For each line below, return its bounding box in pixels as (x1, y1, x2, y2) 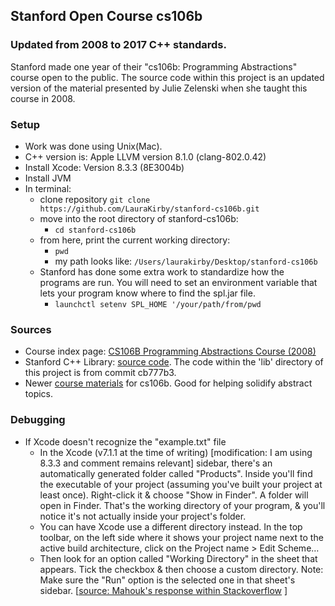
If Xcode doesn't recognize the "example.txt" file (24, 435, 227, 448)
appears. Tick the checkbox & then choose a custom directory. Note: (39, 563, 324, 575)
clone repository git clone (39, 193, 151, 205)
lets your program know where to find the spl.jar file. (39, 287, 256, 299)
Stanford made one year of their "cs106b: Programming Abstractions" (10, 60, 298, 73)
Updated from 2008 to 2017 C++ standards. (10, 38, 227, 52)
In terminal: (24, 182, 72, 194)
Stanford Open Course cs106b (10, 8, 203, 25)
